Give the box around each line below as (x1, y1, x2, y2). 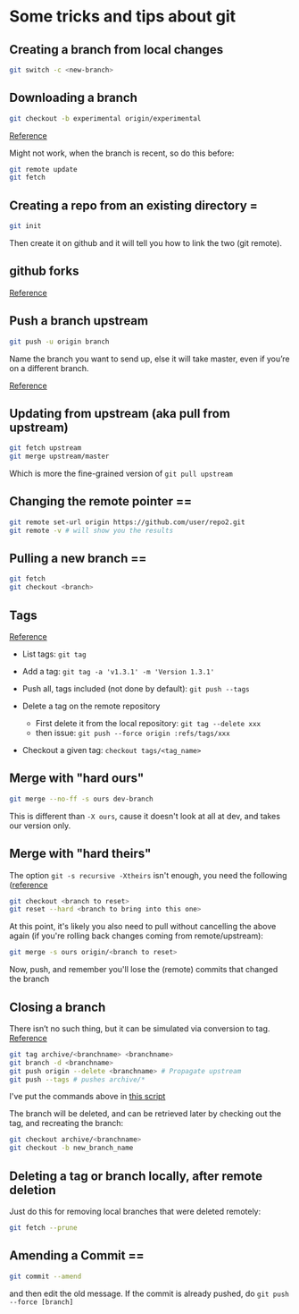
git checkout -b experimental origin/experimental (9, 114, 202, 123)
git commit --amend (9, 1272, 82, 1281)
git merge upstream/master (9, 452, 110, 462)
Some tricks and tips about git (9, 6, 237, 27)
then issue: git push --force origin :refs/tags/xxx (35, 727, 230, 738)
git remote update (9, 165, 78, 174)
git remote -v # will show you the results (9, 526, 174, 535)
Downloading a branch (9, 90, 138, 106)
